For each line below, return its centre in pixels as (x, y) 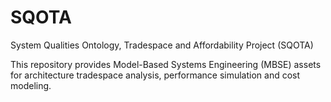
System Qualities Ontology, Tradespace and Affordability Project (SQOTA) (162, 45)
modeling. (31, 85)
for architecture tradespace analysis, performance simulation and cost (155, 75)
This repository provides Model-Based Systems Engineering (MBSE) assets (166, 64)
